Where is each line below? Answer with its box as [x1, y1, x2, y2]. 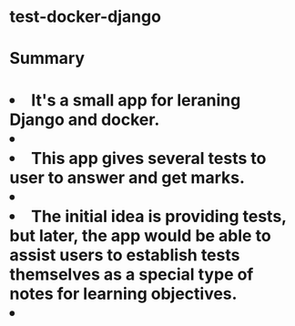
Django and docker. [9, 109, 160, 129]
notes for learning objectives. [9, 283, 238, 304]
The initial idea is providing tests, [31, 206, 287, 227]
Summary [9, 48, 85, 69]
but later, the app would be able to [9, 225, 271, 246]
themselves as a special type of [9, 264, 254, 284]
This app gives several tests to [31, 148, 267, 168]
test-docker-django [9, 6, 162, 27]
